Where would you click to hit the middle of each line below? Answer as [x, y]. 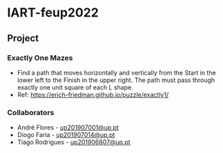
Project [23, 38]
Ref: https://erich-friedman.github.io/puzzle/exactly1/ [93, 94]
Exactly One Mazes [40, 58]
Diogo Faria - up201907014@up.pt [66, 135]
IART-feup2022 [53, 13]
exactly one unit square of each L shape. [75, 87]
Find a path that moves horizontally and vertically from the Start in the [116, 72]
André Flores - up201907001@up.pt [68, 127]
